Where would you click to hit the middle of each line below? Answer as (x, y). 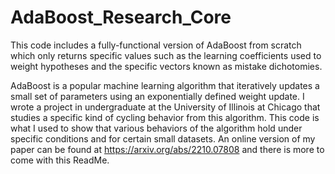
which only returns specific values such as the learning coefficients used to (166, 55)
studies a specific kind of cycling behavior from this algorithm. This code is (165, 117)
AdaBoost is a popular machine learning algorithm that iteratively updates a (165, 85)
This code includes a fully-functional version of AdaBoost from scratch (156, 45)
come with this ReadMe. (60, 160)
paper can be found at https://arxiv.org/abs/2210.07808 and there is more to (167, 149)
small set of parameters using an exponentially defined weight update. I (157, 96)
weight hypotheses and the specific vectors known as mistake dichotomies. (166, 66)
